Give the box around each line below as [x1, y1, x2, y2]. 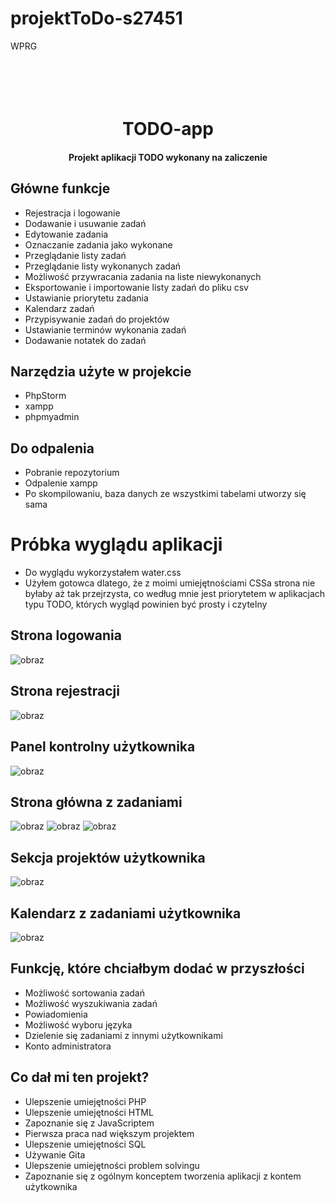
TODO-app [122, 118, 214, 141]
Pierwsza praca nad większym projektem [24, 1127, 195, 1139]
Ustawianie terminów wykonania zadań [24, 323, 187, 336]
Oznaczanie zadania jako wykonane [24, 238, 173, 251]
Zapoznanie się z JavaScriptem [24, 1117, 155, 1129]
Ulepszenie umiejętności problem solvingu [24, 1159, 200, 1171]
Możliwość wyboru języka [24, 1018, 133, 1031]
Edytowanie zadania [24, 228, 109, 240]
